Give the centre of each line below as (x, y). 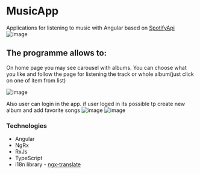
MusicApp (33, 11)
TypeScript (29, 158)
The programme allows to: (57, 53)
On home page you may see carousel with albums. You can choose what (96, 67)
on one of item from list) (36, 80)
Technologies (27, 126)
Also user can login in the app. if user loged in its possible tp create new (96, 104)
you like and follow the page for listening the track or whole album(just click (100, 74)
